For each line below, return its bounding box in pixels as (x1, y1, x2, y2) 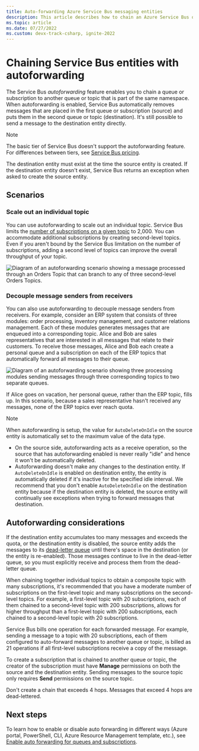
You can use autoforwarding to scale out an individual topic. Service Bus (6, 221, 184, 228)
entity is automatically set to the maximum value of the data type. (6, 433, 166, 440)
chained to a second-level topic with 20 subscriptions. (6, 614, 139, 621)
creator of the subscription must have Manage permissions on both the (6, 662, 181, 669)
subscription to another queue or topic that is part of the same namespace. (6, 95, 190, 102)
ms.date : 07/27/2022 (6, 25, 57, 31)
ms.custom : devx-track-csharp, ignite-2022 (6, 31, 115, 37)
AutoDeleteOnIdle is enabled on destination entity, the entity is (14, 469, 167, 476)
